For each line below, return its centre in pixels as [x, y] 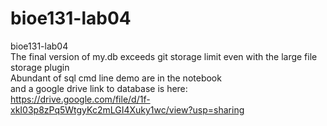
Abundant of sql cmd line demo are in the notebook [116, 78]
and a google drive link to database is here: [99, 88]
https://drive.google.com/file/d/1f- [80, 99]
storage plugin [40, 67]
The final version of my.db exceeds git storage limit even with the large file [164, 56]
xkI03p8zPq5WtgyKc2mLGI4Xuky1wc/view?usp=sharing [127, 109]
